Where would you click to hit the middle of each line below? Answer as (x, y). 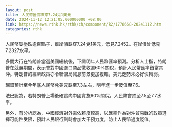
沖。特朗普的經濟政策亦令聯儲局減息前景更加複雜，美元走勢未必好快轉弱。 (84, 74)
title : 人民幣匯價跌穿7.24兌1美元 (38, 15)
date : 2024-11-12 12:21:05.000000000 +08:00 (53, 19)
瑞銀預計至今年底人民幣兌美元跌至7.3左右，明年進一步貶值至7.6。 (74, 85)
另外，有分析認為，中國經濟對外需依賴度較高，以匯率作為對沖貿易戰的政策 (84, 113)
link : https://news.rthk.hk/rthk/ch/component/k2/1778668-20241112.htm (83, 24)
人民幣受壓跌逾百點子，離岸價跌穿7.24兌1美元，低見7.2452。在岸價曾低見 (83, 44)
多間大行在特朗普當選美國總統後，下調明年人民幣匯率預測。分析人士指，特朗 (86, 61)
